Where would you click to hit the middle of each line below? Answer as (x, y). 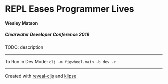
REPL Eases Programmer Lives (70, 9)
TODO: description (24, 47)
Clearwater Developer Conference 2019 (47, 35)
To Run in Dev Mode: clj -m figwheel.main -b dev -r (61, 61)
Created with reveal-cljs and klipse (41, 76)
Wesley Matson (22, 23)
